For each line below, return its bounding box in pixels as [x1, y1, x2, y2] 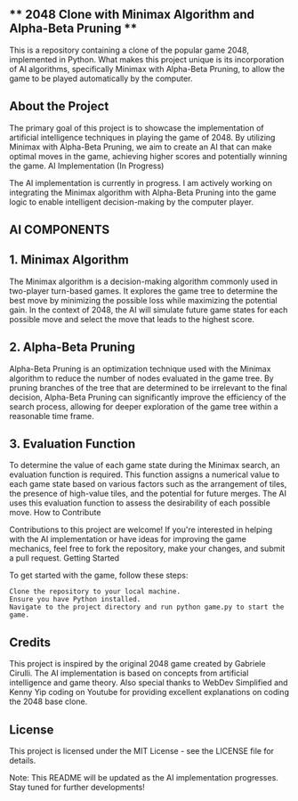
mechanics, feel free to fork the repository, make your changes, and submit [9, 543, 286, 554]
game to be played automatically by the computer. [9, 73, 193, 84]
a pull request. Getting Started [9, 553, 120, 563]
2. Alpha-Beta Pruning [9, 340, 135, 355]
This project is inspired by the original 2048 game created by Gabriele [9, 659, 266, 669]
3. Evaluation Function [9, 436, 136, 452]
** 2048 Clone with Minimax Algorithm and [9, 7, 255, 22]
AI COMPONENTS [9, 222, 110, 238]
